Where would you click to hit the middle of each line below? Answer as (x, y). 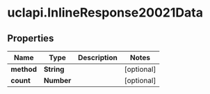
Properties (31, 38)
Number (57, 81)
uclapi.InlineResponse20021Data (105, 13)
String (54, 69)
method (24, 69)
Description (98, 58)
